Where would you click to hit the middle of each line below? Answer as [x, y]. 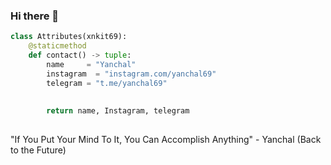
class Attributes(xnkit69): [69, 37]
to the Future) [38, 150]
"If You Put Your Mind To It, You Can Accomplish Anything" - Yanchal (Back [166, 140]
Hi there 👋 [35, 16]
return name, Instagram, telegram [118, 111]
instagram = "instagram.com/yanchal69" [131, 74]
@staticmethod [57, 46]
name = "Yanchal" [91, 64]
